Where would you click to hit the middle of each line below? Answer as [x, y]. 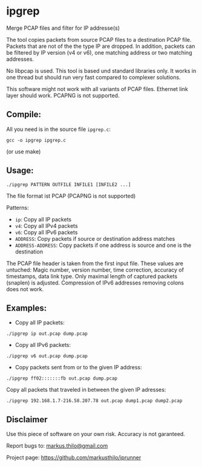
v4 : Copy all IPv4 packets [46, 226]
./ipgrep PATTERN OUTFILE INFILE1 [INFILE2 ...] [69, 184]
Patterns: [18, 207]
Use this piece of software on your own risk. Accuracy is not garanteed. [96, 434]
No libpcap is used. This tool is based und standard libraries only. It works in [101, 70]
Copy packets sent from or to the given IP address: [78, 368]
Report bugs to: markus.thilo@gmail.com [57, 446]
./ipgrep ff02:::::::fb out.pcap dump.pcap [62, 378]
